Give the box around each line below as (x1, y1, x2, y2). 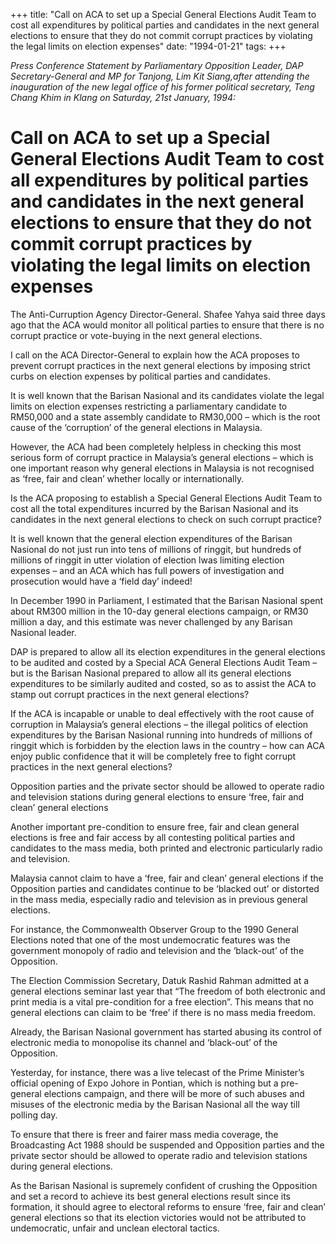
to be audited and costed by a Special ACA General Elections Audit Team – (10, 656, 318, 668)
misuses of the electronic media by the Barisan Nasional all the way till (10, 1098, 300, 1110)
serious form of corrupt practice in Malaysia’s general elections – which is (10, 451, 314, 463)
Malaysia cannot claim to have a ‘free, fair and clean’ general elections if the (10, 872, 324, 884)
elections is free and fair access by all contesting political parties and (10, 831, 296, 843)
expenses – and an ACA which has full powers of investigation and (10, 564, 285, 576)
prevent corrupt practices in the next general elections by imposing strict (10, 359, 311, 371)
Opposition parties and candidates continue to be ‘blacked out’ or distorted (10, 882, 320, 894)
